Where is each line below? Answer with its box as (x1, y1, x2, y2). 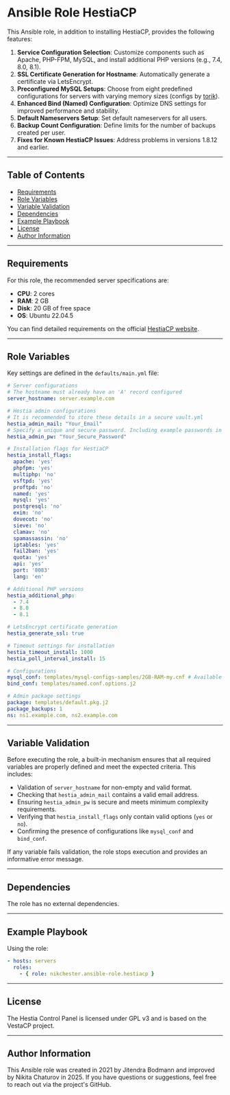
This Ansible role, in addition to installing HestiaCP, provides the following (7, 27, 214, 36)
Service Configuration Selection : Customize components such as (16, 48, 205, 56)
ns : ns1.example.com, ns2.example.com (7, 712, 118, 719)
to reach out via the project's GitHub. (7, 1081, 112, 1089)
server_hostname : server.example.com (7, 395, 115, 403)
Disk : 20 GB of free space (16, 304, 91, 312)
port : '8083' (13, 567, 51, 574)
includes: (7, 770, 33, 778)
